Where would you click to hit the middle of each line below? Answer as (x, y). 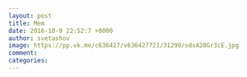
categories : (28, 61)
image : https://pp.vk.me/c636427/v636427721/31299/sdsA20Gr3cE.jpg (124, 46)
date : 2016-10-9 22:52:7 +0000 (61, 30)
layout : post (30, 16)
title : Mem (27, 23)
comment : (23, 53)
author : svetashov (39, 38)
